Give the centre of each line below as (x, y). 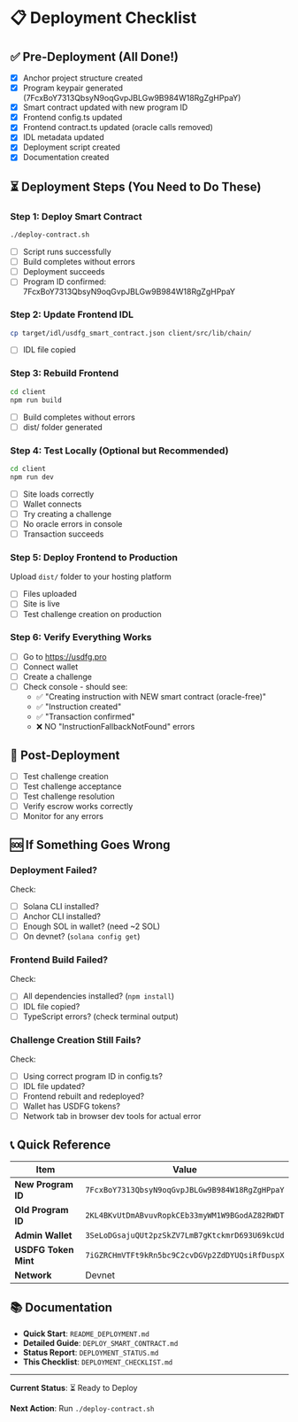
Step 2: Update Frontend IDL (72, 314)
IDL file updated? (54, 1086)
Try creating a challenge (67, 514)
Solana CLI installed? (61, 906)
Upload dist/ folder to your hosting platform (91, 576)
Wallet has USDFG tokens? (71, 1106)
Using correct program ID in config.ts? (92, 1076)
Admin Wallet (43, 1235)
